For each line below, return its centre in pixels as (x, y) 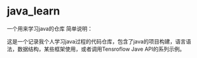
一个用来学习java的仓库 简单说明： (50, 28)
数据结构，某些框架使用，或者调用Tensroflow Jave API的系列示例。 (101, 49)
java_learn (34, 11)
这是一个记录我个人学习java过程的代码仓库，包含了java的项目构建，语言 (96, 41)
